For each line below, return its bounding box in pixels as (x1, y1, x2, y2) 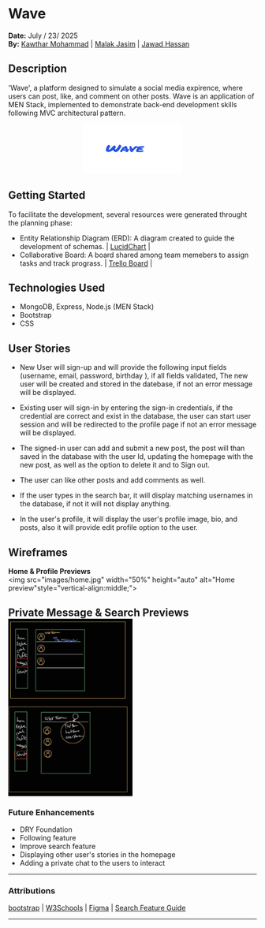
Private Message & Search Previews (8, 606, 189, 620)
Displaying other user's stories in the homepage (19, 850, 176, 859)
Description (8, 62, 67, 76)
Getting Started (8, 188, 86, 202)
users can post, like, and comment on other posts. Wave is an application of (8, 91, 255, 101)
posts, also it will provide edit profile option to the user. (19, 523, 199, 532)
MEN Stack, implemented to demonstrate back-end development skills (8, 99, 237, 109)
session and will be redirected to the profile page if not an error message (19, 419, 257, 430)
